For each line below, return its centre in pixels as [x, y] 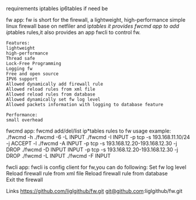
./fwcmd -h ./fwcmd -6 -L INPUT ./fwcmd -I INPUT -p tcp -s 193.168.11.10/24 [98, 137]
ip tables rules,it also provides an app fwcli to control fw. [73, 32]
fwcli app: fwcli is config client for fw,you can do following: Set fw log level [96, 167]
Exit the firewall [25, 179]
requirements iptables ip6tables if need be [57, 9]
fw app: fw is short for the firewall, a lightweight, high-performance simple [96, 20]
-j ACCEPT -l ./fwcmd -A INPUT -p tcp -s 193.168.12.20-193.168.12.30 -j [92, 143]
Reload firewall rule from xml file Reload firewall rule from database [87, 173]
